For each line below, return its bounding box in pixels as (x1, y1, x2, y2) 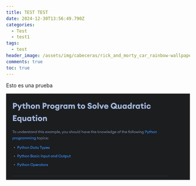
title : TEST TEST (6, 9, 48, 15)
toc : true (6, 65, 30, 71)
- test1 (11, 34, 30, 40)
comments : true (6, 58, 43, 64)
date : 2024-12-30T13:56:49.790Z (6, 15, 85, 22)
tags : (6, 40, 19, 46)
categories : (6, 22, 35, 27)
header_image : (6, 53, 41, 58)
